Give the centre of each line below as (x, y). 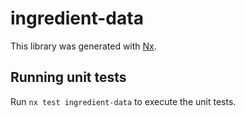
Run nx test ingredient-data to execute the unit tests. (123, 101)
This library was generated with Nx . (83, 46)
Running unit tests (68, 77)
